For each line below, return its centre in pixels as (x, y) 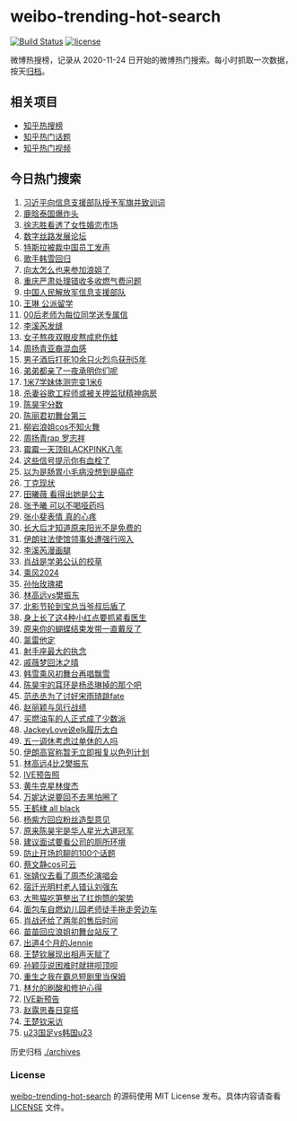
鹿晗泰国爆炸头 (51, 214)
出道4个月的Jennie (58, 942)
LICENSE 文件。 (40, 1107)
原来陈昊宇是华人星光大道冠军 (78, 830)
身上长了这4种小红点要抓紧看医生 (85, 617)
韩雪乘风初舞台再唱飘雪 (66, 673)
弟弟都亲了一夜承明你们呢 (70, 371)
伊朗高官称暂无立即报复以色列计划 (86, 752)
